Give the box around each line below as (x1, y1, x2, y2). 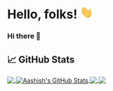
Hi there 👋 (7, 31, 42, 41)
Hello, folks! (7, 6, 78, 22)
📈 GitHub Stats (7, 53, 75, 65)
